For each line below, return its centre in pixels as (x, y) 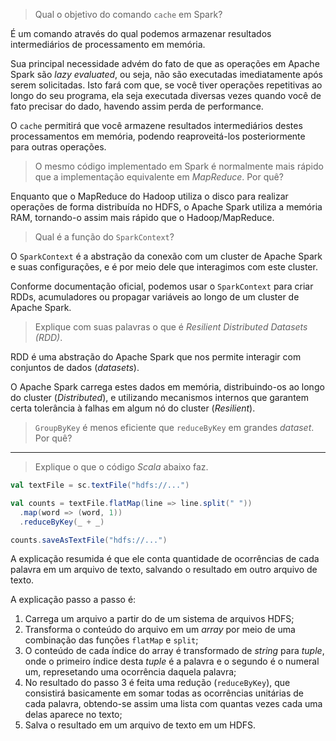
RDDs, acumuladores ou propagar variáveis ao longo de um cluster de (155, 297)
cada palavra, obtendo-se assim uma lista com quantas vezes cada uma (173, 704)
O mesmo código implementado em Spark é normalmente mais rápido (179, 166)
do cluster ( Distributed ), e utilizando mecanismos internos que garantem (159, 397)
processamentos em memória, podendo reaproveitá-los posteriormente (158, 136)
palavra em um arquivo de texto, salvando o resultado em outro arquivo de (164, 570)
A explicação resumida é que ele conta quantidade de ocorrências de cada (165, 559)
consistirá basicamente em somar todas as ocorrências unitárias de (164, 693)
